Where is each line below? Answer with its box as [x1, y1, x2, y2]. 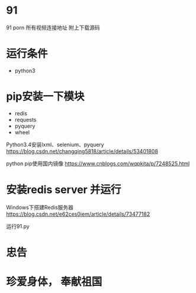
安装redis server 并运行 [6, 183, 121, 196]
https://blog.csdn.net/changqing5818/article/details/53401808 [6, 147, 159, 155]
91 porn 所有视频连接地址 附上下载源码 [6, 24, 100, 31]
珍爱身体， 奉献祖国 [6, 275, 102, 289]
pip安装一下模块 [6, 90, 85, 103]
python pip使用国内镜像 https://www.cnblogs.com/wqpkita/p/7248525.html [6, 160, 190, 167]
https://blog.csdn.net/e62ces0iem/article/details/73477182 [6, 210, 150, 218]
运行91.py [6, 222, 30, 229]
